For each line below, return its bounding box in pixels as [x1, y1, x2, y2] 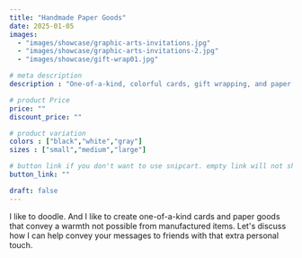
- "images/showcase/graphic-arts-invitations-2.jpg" [17, 47, 219, 56]
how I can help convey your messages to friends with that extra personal [9, 230, 280, 241]
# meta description [9, 71, 83, 81]
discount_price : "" [9, 112, 83, 121]
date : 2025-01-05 [9, 22, 75, 31]
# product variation [9, 129, 87, 138]
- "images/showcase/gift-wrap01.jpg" [17, 55, 159, 64]
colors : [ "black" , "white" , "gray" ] [9, 137, 143, 147]
